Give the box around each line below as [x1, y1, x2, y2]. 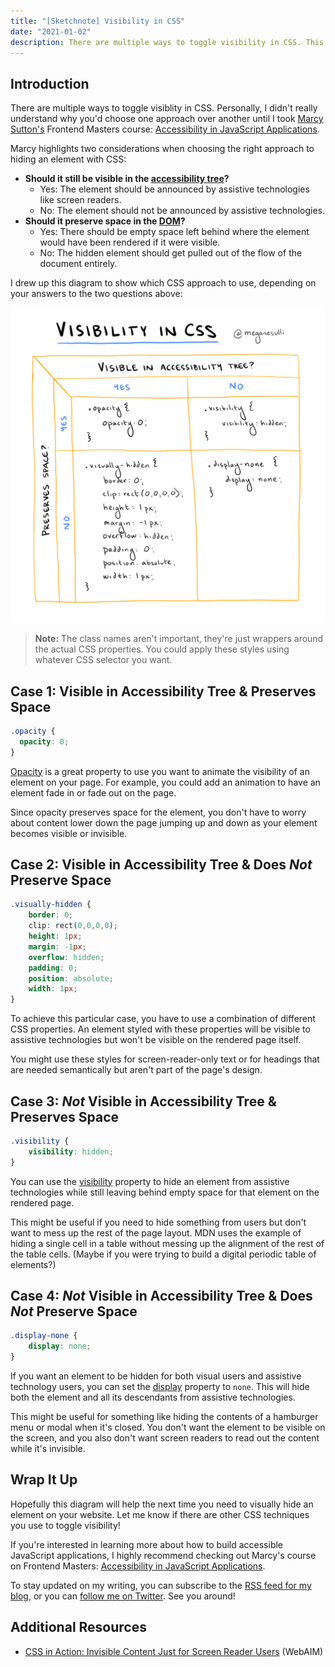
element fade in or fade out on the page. [10, 786, 177, 799]
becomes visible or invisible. [10, 827, 128, 839]
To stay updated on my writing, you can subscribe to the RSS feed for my [10, 1579, 312, 1591]
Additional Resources [10, 1619, 147, 1636]
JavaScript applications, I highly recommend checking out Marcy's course [10, 1549, 317, 1561]
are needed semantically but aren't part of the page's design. [10, 1064, 263, 1076]
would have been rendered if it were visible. [39, 236, 221, 249]
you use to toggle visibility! [10, 1519, 121, 1531]
